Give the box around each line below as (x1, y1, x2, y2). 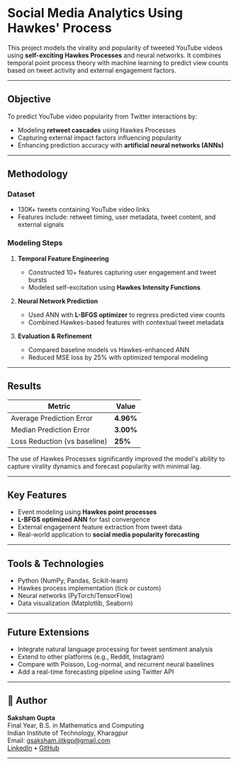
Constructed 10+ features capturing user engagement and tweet (28, 268, 217, 276)
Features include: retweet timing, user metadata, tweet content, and (17, 213, 216, 221)
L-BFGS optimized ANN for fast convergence (17, 515, 151, 524)
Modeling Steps (7, 238, 63, 248)
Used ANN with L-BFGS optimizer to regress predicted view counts (28, 310, 225, 319)
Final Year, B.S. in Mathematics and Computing (7, 721, 144, 729)
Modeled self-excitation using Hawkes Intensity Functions (28, 283, 200, 291)
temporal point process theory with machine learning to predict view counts (7, 58, 229, 67)
